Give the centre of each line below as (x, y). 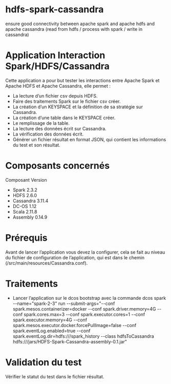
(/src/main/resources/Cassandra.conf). (47, 263)
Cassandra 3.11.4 (30, 201)
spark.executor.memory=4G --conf (50, 320)
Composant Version (26, 180)
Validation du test (44, 362)
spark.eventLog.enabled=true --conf (51, 331)
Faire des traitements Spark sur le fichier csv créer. (67, 101)
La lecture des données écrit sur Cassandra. (59, 128)
